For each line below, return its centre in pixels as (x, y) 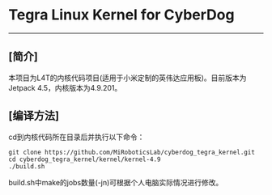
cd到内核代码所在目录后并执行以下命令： (76, 137)
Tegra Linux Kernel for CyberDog (121, 15)
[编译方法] (34, 116)
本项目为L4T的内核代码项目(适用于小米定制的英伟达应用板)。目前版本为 (127, 78)
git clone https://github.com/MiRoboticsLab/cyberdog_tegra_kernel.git (132, 152)
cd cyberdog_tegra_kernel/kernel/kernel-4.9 (85, 159)
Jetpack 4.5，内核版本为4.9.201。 (65, 87)
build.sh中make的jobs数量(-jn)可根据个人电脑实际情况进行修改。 (116, 182)
